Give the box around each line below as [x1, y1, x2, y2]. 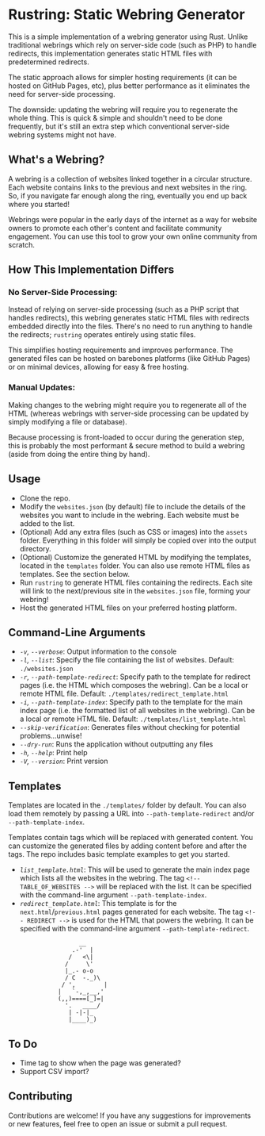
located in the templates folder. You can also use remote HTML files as [19, 561, 251, 570]
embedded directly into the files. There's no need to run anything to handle [8, 321, 253, 331]
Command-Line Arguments [8, 625, 146, 639]
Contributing [8, 1089, 73, 1103]
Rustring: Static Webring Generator [8, 6, 245, 24]
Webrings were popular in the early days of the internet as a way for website [8, 214, 258, 224]
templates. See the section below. [19, 569, 131, 578]
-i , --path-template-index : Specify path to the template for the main [19, 697, 243, 707]
